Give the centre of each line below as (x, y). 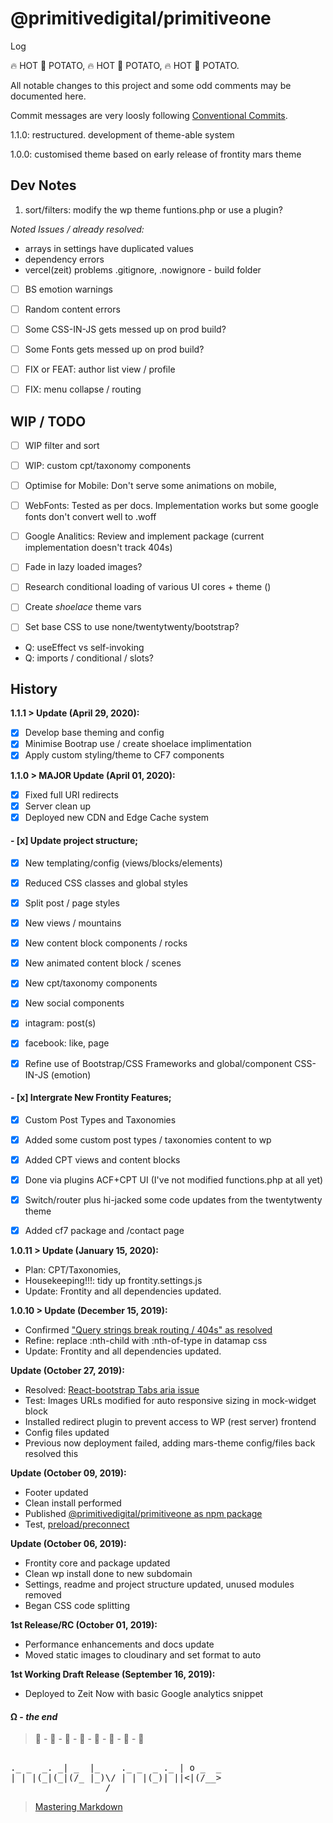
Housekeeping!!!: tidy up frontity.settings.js (113, 1281)
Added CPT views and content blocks (102, 1159)
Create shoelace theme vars (83, 607)
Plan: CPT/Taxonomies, (73, 1270)
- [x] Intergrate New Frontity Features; (91, 1098)
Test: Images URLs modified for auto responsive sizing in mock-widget (170, 1401)
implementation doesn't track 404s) (98, 548)
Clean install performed (73, 1503)
